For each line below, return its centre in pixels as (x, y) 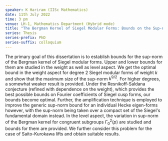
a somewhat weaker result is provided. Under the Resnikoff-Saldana (75, 84)
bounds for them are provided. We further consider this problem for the (79, 128)
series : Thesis (21, 33)
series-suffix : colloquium (33, 42)
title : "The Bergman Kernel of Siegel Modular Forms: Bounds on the (78, 28)
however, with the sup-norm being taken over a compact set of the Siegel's (83, 110)
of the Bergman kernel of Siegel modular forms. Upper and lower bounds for (84, 62)
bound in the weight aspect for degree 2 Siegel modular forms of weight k (81, 72)
